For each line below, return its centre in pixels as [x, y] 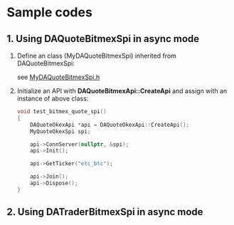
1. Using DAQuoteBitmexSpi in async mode [103, 39]
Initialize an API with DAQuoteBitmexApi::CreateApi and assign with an [122, 91]
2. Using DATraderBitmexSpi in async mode [105, 212]
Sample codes [50, 12]
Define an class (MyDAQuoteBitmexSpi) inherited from [97, 56]
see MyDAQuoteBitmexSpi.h [58, 77]
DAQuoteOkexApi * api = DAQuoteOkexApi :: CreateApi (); [110, 125]
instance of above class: [53, 98]
